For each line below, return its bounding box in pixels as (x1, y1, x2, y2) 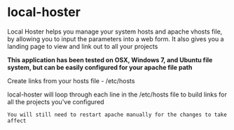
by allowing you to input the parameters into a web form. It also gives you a (7, 34, 224, 43)
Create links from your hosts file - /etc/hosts (7, 76, 135, 85)
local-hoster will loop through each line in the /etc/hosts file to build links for (7, 90, 228, 99)
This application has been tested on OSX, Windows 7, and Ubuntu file (7, 55, 213, 64)
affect (7, 117, 27, 124)
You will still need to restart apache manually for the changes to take (7, 111, 228, 118)
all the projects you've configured (7, 97, 104, 106)
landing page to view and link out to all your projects (7, 42, 158, 50)
